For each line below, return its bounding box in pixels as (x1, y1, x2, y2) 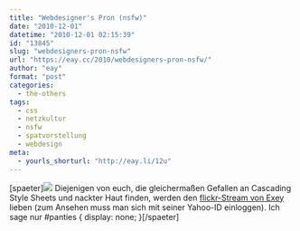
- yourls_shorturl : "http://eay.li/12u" (17, 156, 172, 166)
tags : (9, 97, 30, 107)
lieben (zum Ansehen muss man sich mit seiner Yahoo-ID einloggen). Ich (9, 201, 280, 213)
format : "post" (9, 72, 67, 82)
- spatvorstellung (17, 131, 88, 140)
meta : (9, 148, 30, 157)
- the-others (17, 89, 67, 98)
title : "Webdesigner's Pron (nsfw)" (9, 13, 147, 23)
